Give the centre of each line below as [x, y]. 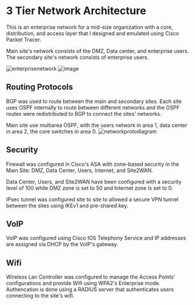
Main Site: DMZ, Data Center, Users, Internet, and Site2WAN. [80, 170]
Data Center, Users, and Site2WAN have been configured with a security [94, 182]
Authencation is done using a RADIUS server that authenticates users [90, 290]
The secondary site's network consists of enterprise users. [78, 57]
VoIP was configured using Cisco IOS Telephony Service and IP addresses [96, 238]
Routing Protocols [40, 87]
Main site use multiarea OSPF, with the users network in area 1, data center [97, 125]
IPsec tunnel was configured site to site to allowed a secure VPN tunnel [93, 199]
